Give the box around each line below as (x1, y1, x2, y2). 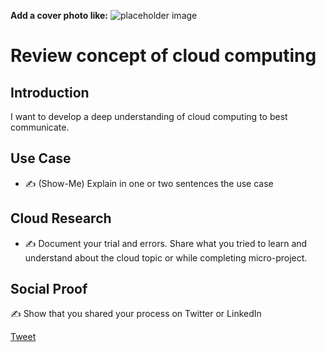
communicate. (10, 121, 70, 133)
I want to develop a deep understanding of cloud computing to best (10, 111, 288, 122)
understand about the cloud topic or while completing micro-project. (24, 251, 308, 264)
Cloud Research (10, 210, 112, 227)
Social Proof (10, 281, 88, 298)
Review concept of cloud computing (10, 45, 317, 67)
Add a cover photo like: (10, 10, 109, 21)
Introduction (10, 84, 90, 101)
